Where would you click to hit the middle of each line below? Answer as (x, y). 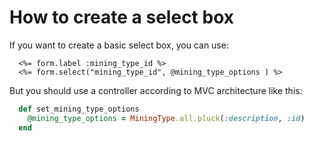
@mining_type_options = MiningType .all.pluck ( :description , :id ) (166, 118)
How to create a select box (121, 17)
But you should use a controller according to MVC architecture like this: (156, 90)
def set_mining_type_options (79, 109)
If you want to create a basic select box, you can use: (119, 45)
